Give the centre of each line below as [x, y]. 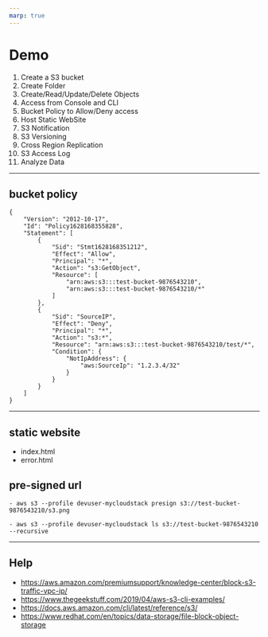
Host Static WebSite [53, 119]
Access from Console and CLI [69, 102]
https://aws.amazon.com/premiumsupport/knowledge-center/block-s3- [138, 582]
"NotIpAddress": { [96, 359]
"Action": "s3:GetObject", [96, 268]
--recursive [29, 531]
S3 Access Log [45, 153]
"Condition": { [77, 352]
